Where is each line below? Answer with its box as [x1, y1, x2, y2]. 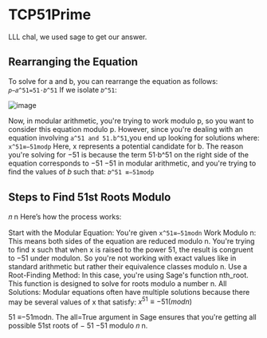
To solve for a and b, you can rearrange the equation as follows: [8, 76, 218, 85]
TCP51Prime [8, 6, 92, 24]
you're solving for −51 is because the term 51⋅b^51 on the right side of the [8, 149, 249, 159]
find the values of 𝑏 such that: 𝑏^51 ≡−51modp [8, 166, 155, 177]
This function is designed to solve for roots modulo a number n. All [8, 278, 227, 288]
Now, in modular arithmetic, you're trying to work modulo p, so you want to [8, 116, 254, 125]
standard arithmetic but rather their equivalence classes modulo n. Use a [8, 261, 248, 271]
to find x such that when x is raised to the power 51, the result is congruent [8, 245, 253, 254]
